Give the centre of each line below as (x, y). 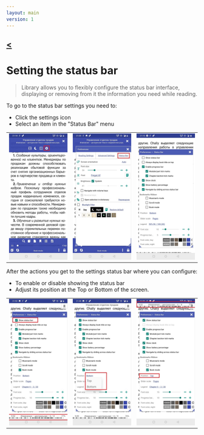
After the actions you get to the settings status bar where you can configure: (102, 271)
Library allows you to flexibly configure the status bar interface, (100, 87)
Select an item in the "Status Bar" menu (64, 124)
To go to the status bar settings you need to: (62, 106)
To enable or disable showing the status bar (70, 283)
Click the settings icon (43, 117)
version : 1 (20, 19)
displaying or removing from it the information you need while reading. (109, 93)
